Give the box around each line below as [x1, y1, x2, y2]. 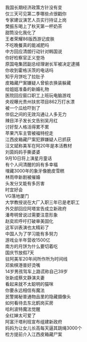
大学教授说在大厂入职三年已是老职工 [5, 199, 80, 205]
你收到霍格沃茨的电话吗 [5, 67, 53, 73]
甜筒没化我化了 [5, 30, 36, 35]
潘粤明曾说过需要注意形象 [5, 212, 58, 218]
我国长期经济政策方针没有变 [5, 5, 62, 10]
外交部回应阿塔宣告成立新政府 [5, 206, 66, 211]
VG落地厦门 [5, 193, 29, 199]
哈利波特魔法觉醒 [5, 306, 40, 312]
